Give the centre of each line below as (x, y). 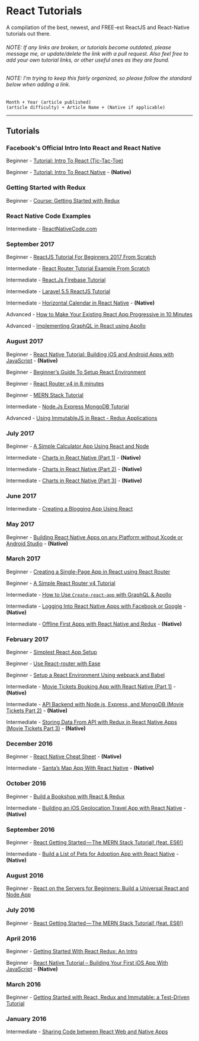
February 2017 (28, 639)
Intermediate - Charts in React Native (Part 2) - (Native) (74, 469)
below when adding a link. (38, 85)
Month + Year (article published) (49, 102)
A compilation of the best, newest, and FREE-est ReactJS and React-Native (98, 27)
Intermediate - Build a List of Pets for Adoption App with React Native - (92, 854)
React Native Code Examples (49, 216)
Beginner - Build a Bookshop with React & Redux (65, 796)
